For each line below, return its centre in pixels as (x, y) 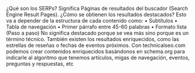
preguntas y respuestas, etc (40, 64)
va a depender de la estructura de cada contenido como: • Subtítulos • (92, 21)
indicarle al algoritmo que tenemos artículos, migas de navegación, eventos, (98, 58)
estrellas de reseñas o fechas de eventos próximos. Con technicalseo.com (96, 45)
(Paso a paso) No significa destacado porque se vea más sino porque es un (97, 33)
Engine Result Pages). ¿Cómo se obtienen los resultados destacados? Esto (96, 14)
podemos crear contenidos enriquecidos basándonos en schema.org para (96, 51)
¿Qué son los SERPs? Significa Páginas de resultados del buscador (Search (97, 8)
